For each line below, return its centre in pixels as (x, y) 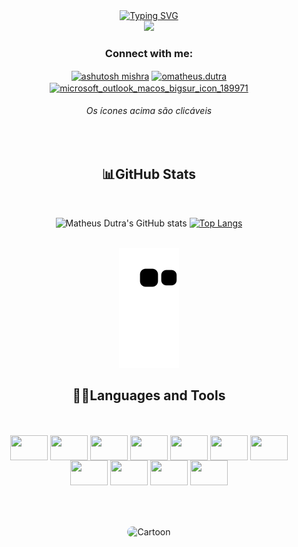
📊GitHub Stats (149, 174)
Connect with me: (149, 53)
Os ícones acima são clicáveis (149, 111)
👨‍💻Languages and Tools (149, 395)
